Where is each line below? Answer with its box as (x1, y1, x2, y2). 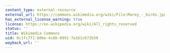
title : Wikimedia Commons (5, 31, 60, 36)
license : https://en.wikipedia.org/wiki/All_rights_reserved (5, 21, 137, 27)
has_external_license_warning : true (5, 17, 82, 22)
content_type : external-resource (5, 7, 76, 13)
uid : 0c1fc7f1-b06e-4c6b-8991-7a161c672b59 (5, 36, 99, 41)
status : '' (5, 26, 28, 31)
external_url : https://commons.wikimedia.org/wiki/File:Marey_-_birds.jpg (5, 12, 166, 17)
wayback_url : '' (5, 40, 39, 45)
